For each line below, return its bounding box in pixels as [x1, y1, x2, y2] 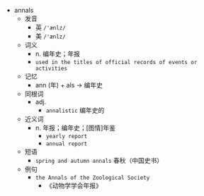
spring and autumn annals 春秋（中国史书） [35, 157, 164, 164]
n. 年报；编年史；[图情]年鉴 [35, 123, 115, 132]
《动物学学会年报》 [45, 181, 103, 190]
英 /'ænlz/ [35, 23, 66, 31]
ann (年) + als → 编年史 [35, 81, 103, 89]
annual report [45, 140, 88, 147]
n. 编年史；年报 [35, 49, 80, 58]
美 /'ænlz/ [35, 32, 66, 40]
